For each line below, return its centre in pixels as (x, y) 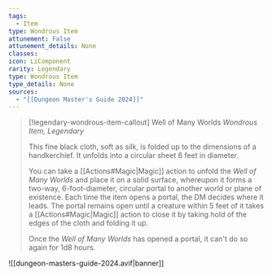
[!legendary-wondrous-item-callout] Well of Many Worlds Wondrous (143, 122)
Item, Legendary (56, 131)
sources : (23, 92)
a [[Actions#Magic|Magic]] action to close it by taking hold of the (137, 215)
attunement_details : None (52, 46)
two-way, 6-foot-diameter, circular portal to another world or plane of (145, 189)
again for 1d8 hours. (62, 248)
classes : (23, 54)
